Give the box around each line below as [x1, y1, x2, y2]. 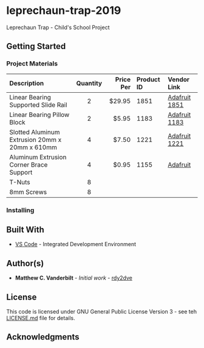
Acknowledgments [6, 332, 80, 343]
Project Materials [6, 59, 58, 68]
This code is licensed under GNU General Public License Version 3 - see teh [6, 307, 197, 315]
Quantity [76, 79, 102, 87]
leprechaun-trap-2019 [6, 4, 121, 18]
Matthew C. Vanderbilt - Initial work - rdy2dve [15, 274, 132, 282]
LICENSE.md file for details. [6, 314, 75, 321]
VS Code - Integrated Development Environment [15, 241, 137, 248]
